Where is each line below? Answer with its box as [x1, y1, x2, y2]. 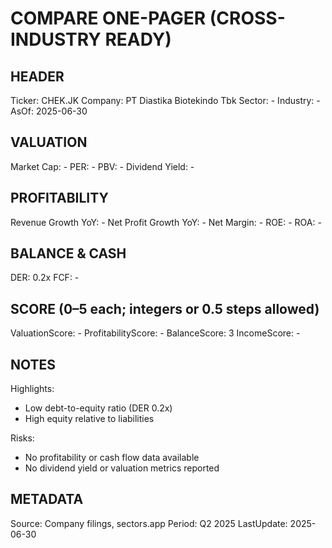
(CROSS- [209, 7, 286, 30]
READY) [104, 28, 172, 51]
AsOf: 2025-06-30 [10, 105, 88, 117]
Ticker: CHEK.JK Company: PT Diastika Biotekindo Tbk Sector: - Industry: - [10, 95, 321, 106]
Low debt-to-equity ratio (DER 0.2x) [24, 402, 173, 414]
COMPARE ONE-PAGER [10, 7, 207, 30]
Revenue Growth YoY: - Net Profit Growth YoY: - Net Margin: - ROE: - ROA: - [10, 216, 322, 228]
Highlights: [10, 383, 55, 395]
